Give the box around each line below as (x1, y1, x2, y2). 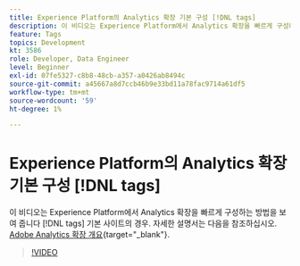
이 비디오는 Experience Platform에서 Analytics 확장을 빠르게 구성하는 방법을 (9, 207, 278, 218)
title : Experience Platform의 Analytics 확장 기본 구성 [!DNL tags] (9, 12, 256, 22)
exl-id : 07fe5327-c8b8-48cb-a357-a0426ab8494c (9, 71, 186, 80)
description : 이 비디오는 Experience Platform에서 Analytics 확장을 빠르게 (9, 21, 273, 30)
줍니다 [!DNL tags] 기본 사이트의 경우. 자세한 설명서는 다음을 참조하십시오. (18, 218, 278, 229)
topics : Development (9, 37, 87, 47)
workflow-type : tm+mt (9, 87, 90, 96)
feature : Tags (9, 29, 62, 38)
